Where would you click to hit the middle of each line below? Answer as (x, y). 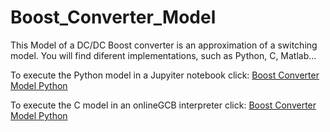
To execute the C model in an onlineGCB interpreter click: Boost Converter (163, 105)
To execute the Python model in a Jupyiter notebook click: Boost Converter (165, 75)
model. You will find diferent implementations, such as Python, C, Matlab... (163, 55)
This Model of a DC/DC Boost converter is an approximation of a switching (164, 45)
